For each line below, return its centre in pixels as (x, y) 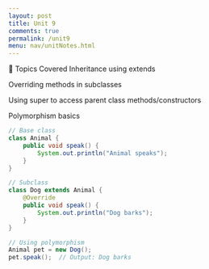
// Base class (32, 131)
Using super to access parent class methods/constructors (105, 100)
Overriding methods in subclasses (65, 85)
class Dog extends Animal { (56, 191)
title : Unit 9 (32, 23)
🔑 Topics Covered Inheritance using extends (82, 69)
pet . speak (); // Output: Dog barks (70, 258)
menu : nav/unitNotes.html (52, 46)
